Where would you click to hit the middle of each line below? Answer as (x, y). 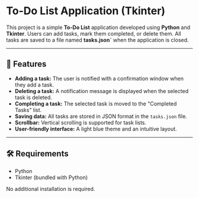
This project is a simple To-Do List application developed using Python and (98, 27)
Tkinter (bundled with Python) (51, 177)
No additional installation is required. (51, 189)
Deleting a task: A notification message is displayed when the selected (101, 91)
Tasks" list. (28, 110)
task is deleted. (33, 97)
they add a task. (34, 85)
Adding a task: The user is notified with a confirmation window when (99, 78)
